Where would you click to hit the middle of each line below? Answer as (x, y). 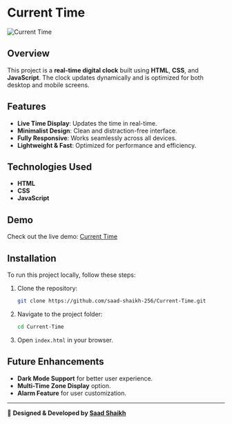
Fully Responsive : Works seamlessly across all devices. (97, 138)
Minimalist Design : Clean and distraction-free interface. (97, 131)
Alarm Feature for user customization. (71, 393)
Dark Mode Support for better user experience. (85, 378)
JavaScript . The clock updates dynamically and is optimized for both (105, 77)
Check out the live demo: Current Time (62, 237)
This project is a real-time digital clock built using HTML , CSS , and (103, 70)
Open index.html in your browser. (65, 340)
